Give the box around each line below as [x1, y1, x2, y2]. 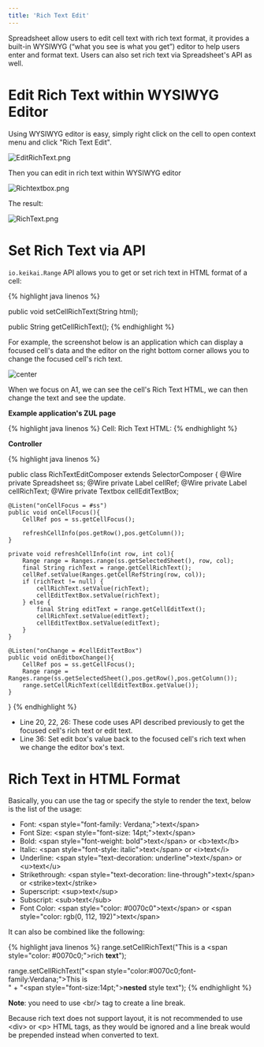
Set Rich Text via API [8, 242, 146, 259]
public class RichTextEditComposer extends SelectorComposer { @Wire [8, 469, 242, 478]
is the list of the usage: [8, 805, 83, 814]
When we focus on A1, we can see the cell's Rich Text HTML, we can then [8, 385, 248, 394]
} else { [22, 598, 51, 606]
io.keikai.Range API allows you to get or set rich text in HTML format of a [8, 268, 248, 277]
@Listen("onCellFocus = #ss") [8, 501, 108, 509]
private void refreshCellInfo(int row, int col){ [8, 550, 175, 557]
